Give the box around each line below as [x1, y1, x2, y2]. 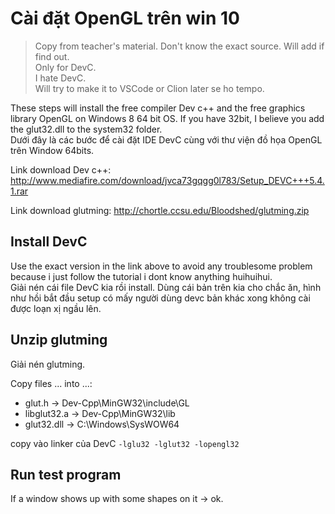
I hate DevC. [34, 72, 87, 84]
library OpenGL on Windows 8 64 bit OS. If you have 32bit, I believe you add [10, 112, 325, 124]
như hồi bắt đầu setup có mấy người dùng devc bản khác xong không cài [10, 292, 311, 304]
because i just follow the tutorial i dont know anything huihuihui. [10, 270, 273, 282]
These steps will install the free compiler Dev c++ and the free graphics [10, 102, 306, 114]
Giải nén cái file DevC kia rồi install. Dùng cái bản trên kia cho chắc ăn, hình [10, 281, 322, 293]
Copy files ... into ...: [10, 377, 93, 389]
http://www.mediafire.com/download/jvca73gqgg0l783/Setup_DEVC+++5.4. [10, 174, 325, 186]
